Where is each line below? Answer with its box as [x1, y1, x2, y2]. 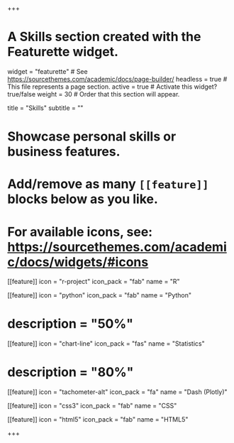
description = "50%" [7, 316, 133, 332]
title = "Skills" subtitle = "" [7, 104, 84, 112]
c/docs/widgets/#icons [7, 253, 149, 270]
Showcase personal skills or [7, 128, 177, 145]
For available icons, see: [7, 224, 153, 240]
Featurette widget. [7, 44, 119, 60]
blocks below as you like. [7, 191, 158, 207]
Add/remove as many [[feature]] [7, 176, 209, 192]
